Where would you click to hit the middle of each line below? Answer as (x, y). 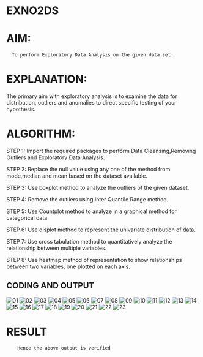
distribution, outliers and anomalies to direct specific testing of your (91, 103)
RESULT (27, 332)
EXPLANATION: (47, 79)
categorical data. (28, 218)
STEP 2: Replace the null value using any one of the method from (88, 169)
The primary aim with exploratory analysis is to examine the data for (92, 96)
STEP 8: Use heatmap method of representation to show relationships (94, 260)
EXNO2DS (33, 11)
